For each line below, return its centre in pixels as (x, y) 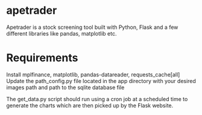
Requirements (42, 58)
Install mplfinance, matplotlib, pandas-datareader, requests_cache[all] (93, 74)
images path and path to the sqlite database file (65, 87)
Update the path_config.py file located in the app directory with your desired (101, 81)
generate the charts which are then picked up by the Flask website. (90, 105)
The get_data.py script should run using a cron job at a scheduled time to (97, 99)
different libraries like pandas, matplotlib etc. (62, 33)
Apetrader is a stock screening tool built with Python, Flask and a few (92, 27)
